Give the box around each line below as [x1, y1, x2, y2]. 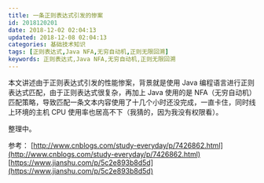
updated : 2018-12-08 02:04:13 [8, 33, 108, 42]
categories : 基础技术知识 [8, 41, 86, 49]
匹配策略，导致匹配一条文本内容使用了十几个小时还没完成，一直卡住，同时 [8, 97, 249, 107]
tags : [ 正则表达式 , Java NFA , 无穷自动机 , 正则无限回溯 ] [8, 48, 169, 56]
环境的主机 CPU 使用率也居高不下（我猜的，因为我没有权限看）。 [14, 107, 223, 116]
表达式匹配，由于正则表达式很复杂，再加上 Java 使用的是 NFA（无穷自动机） [8, 87, 253, 97]
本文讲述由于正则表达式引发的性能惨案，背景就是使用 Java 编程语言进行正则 [8, 78, 255, 87]
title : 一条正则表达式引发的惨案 [8, 11, 104, 20]
